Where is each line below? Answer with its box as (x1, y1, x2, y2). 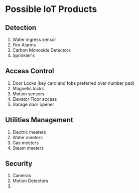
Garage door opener (12, 101, 55, 107)
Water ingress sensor (12, 36, 56, 42)
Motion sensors (12, 91, 45, 97)
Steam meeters (12, 145, 44, 151)
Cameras (12, 173, 31, 179)
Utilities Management (5, 116, 73, 124)
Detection (5, 23, 36, 32)
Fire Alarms (12, 42, 36, 48)
